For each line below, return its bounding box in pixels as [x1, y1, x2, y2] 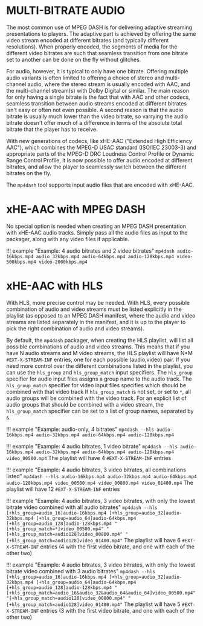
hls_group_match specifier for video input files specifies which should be [6, 381, 186, 388]
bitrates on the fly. [6, 169, 52, 176]
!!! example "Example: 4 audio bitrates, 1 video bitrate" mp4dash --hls [6, 442, 178, 450]
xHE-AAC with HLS [6, 279, 103, 293]
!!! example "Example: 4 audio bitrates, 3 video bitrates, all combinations [6, 466, 186, 473]
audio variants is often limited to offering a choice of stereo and [6, 74, 164, 81]
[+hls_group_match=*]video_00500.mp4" [6, 525, 104, 532]
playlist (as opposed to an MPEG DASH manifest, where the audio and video [6, 311, 196, 319]
